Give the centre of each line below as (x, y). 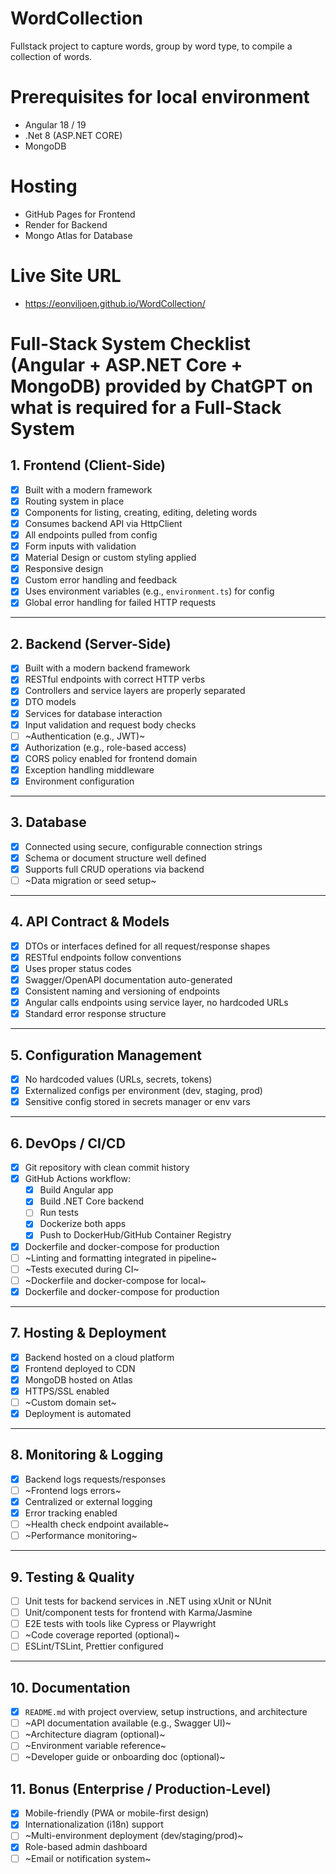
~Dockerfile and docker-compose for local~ (115, 1280)
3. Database (48, 822)
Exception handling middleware (89, 769)
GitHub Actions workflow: (77, 1179)
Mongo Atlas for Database (78, 235)
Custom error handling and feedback (101, 580)
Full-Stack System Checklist (130, 343)
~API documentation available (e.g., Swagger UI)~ (128, 1723)
